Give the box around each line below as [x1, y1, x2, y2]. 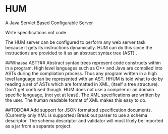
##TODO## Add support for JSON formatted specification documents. [5, 107, 152, 113]
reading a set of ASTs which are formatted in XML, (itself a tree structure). [5, 81, 159, 87]
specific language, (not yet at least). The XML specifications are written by [5, 92, 160, 98]
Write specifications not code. [5, 29, 68, 35]
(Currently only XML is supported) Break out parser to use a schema [5, 112, 148, 118]
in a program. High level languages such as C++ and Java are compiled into [5, 65, 163, 71]
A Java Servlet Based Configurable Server [5, 20, 93, 26]
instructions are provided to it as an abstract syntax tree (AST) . [5, 50, 137, 56]
